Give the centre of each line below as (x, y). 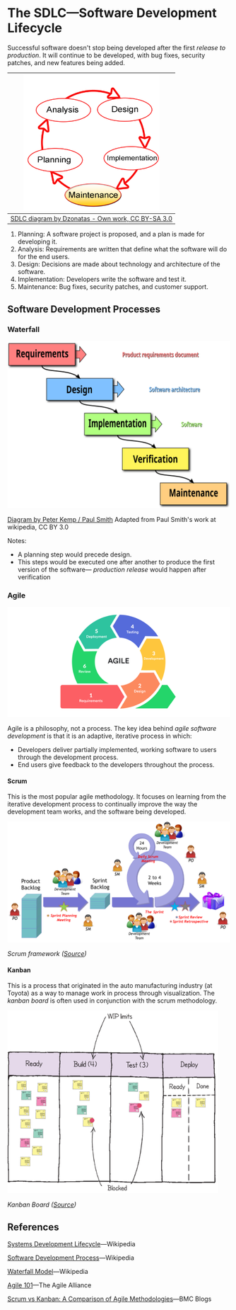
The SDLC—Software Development (112, 13)
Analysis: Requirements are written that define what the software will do (122, 249)
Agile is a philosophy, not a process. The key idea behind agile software (112, 729)
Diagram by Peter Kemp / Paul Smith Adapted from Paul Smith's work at (112, 520)
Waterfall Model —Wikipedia (48, 1271)
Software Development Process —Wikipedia (71, 1258)
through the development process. (68, 757)
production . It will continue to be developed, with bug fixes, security (106, 55)
